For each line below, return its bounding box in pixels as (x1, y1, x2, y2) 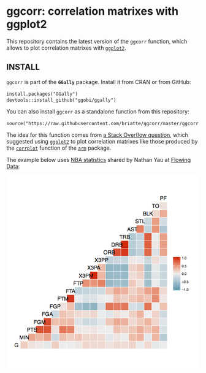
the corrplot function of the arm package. (6, 144, 112, 152)
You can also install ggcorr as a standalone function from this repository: (6, 107, 190, 115)
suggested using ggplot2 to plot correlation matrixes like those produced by (6, 137, 198, 145)
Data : (6, 163, 20, 170)
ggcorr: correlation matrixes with (6, 4, 179, 18)
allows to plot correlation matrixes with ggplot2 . (6, 44, 127, 52)
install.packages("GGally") (6, 91, 78, 97)
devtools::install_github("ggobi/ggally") (6, 97, 116, 103)
